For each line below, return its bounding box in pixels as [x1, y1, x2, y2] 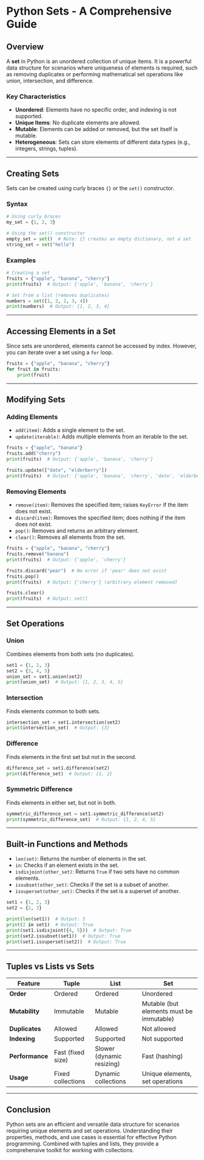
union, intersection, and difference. [6, 77, 94, 84]
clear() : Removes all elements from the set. [15, 533, 126, 541]
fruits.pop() [6, 573, 39, 580]
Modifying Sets [6, 394, 66, 405]
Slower [95, 1044, 115, 1053]
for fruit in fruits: [6, 366, 61, 372]
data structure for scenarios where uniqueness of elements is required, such [6, 64, 198, 71]
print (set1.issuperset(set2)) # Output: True [6, 939, 126, 945]
